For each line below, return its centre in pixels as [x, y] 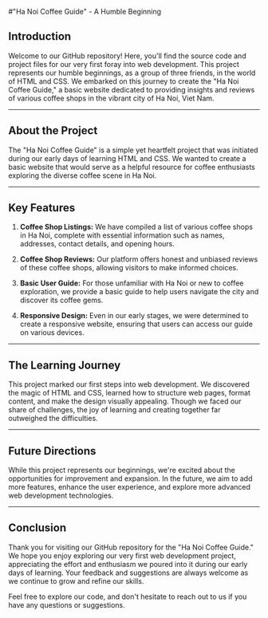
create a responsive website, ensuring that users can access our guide [136, 324]
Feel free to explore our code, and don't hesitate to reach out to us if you [128, 596]
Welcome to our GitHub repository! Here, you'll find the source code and [127, 56]
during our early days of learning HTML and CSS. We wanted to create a [127, 158]
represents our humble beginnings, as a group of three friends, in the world [132, 73]
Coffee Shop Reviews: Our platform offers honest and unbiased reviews [139, 259]
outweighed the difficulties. [53, 419]
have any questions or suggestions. [67, 604]
